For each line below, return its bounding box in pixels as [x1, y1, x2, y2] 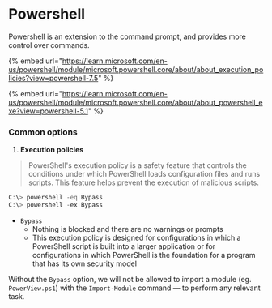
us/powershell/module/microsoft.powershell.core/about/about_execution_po [8, 64, 264, 74]
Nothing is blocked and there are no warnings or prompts [32, 224, 224, 233]
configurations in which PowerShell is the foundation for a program [32, 250, 257, 259]
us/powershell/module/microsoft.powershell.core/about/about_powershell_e [8, 97, 263, 107]
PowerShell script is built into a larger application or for [32, 241, 216, 251]
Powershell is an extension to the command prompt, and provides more [8, 32, 247, 41]
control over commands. [8, 40, 91, 49]
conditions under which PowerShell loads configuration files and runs [28, 169, 261, 179]
